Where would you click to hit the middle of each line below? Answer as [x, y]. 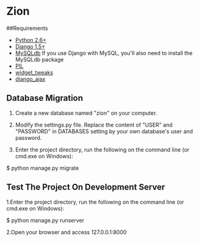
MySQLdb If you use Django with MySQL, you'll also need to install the [104, 53]
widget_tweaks [34, 72]
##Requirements [27, 28]
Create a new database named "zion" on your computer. [86, 113]
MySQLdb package [39, 59]
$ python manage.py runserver [45, 220]
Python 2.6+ [31, 40]
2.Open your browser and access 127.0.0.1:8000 [67, 232]
